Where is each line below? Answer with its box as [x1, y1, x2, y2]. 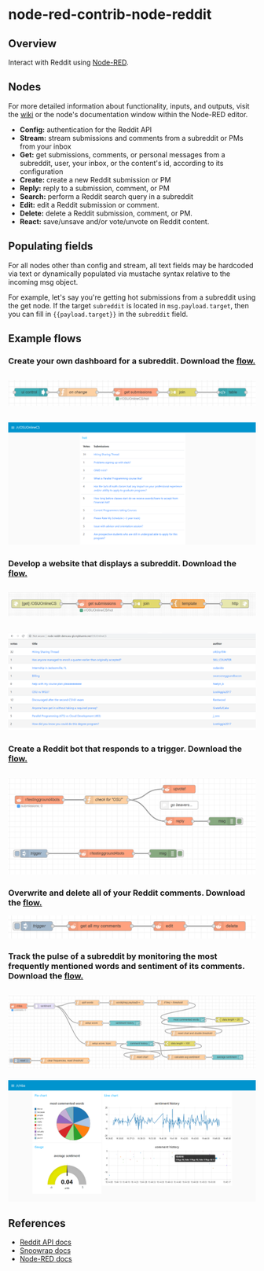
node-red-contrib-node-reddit [8, 6, 212, 24]
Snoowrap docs [19, 1246, 71, 1255]
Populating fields [8, 240, 93, 253]
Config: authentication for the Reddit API [19, 124, 152, 134]
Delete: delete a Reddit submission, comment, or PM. [19, 208, 192, 218]
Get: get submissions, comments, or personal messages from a [19, 149, 225, 159]
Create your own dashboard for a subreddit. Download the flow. [8, 356, 256, 367]
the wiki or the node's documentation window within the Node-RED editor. [8, 109, 248, 119]
